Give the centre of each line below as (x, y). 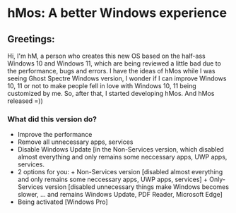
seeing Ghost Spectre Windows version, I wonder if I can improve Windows (117, 78)
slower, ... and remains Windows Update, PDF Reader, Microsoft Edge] (120, 195)
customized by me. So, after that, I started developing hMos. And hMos (111, 93)
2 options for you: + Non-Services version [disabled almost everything (120, 172)
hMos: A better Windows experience (117, 13)
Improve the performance (55, 135)
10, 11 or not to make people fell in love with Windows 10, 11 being (102, 86)
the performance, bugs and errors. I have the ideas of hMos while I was (111, 71)
